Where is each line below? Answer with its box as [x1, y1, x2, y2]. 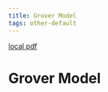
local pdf [8, 41, 38, 50]
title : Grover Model [8, 11, 78, 20]
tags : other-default [8, 19, 78, 27]
